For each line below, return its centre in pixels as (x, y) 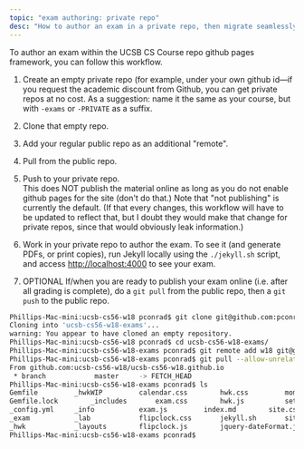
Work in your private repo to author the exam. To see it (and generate (152, 244)
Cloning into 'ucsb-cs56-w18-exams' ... (85, 326)
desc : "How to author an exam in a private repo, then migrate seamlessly (153, 26)
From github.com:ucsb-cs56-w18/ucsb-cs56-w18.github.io (117, 367)
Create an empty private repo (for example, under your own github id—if (157, 79)
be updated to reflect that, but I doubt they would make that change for (155, 217)
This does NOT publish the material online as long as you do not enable (156, 188)
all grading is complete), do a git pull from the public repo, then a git (154, 290)
